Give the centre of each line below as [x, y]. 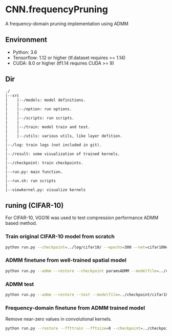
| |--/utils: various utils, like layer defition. [64, 136]
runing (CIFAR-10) [35, 205]
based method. [21, 223]
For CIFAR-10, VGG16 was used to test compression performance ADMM [82, 218]
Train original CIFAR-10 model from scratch [60, 236]
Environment [26, 40]
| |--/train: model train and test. [48, 127]
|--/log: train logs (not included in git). [53, 145]
